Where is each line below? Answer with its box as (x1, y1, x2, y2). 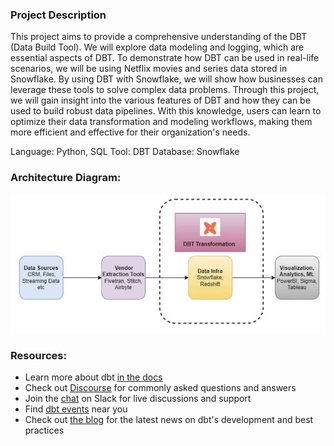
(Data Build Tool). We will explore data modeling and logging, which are (10, 41, 305, 53)
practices (24, 424, 65, 437)
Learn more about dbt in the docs (24, 371, 163, 383)
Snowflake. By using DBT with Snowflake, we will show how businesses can (10, 73, 323, 85)
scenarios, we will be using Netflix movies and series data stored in (10, 63, 288, 75)
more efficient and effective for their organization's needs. (10, 126, 251, 138)
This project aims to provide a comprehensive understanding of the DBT (10, 31, 308, 43)
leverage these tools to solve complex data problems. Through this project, (10, 84, 320, 96)
